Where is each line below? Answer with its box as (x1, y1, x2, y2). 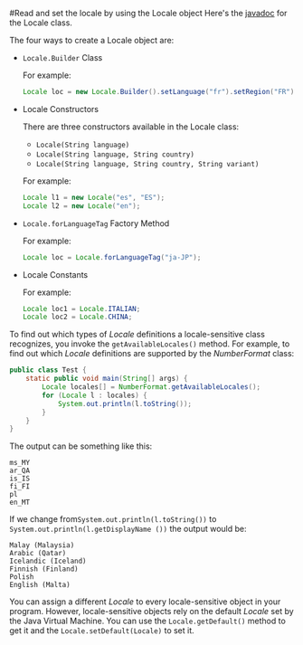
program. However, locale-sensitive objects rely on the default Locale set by (9, 606, 294, 617)
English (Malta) (9, 581, 71, 590)
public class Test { (9, 365, 88, 375)
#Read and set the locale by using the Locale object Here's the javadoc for (9, 8, 288, 18)
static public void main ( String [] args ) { (25, 375, 188, 384)
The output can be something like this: (9, 441, 153, 451)
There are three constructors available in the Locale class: (22, 121, 240, 132)
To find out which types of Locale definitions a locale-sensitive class (9, 329, 265, 340)
